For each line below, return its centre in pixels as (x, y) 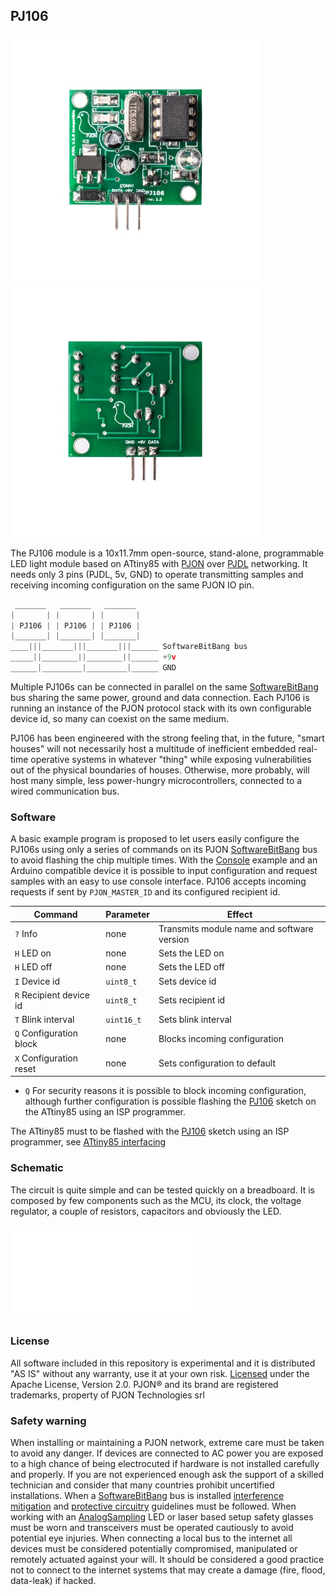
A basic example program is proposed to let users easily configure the (155, 839)
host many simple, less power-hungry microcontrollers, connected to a (156, 780)
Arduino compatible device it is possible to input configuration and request (164, 871)
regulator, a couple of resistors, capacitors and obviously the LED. (146, 1211)
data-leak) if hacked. (53, 1581)
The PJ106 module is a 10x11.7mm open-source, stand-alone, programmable (167, 553)
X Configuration (46, 1058)
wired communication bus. (65, 791)
